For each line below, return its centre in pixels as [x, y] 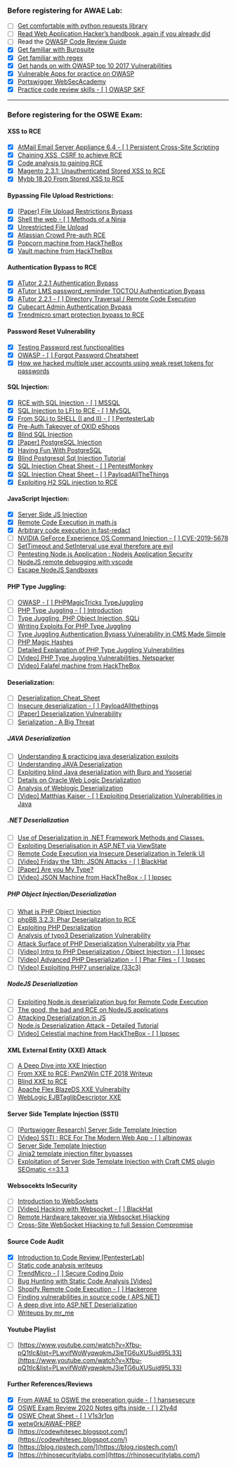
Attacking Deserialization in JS [62, 1017]
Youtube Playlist [32, 1329]
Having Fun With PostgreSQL [59, 450]
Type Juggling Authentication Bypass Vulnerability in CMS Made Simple [122, 634]
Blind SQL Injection [45, 434]
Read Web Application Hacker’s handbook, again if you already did [114, 34]
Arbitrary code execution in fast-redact [74, 530]
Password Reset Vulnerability [52, 331]
